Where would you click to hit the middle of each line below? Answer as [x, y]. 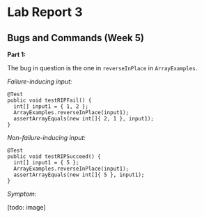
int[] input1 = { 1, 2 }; [51, 107]
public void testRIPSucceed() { [54, 157]
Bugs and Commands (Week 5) [76, 38]
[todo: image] [27, 207]
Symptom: [22, 194]
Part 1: [17, 54]
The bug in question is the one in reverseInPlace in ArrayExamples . [102, 68]
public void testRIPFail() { [49, 100]
